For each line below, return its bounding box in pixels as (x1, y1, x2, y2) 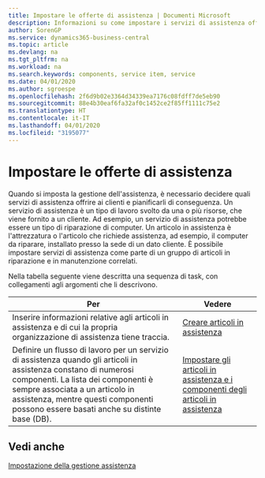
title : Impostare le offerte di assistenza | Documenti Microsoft (8, 11, 231, 20)
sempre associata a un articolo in (12, 383, 135, 394)
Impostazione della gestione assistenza (8, 461, 136, 470)
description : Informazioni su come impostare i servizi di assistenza (8, 19, 245, 27)
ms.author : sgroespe (8, 84, 77, 93)
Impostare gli (182, 354, 231, 365)
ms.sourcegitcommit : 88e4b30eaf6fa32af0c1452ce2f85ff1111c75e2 (8, 99, 221, 107)
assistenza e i (182, 374, 233, 385)
